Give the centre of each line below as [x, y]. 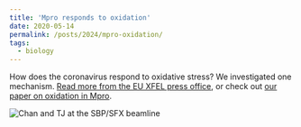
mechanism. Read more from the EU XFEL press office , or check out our [143, 86]
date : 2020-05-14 [42, 26]
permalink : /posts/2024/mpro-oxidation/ [87, 34]
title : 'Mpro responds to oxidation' [80, 18]
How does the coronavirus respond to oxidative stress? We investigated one [150, 77]
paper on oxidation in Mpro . [61, 96]
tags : [19, 43]
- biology [36, 51]
